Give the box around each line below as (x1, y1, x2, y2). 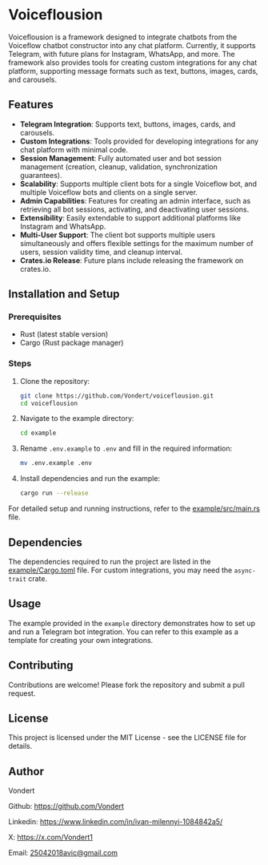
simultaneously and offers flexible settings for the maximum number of (19, 238, 254, 248)
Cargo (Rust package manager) (19, 338, 124, 348)
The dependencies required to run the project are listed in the (8, 556, 211, 566)
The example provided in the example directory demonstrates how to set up (8, 618, 256, 628)
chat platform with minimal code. (19, 144, 128, 154)
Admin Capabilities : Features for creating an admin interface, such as (19, 196, 251, 205)
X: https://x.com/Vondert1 (8, 832, 94, 843)
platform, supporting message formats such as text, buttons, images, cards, (8, 66, 258, 75)
